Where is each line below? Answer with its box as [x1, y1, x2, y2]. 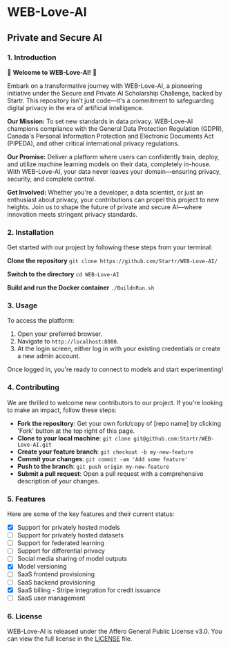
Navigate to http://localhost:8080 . [17, 337, 119, 346]
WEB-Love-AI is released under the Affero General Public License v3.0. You [7, 627, 222, 635]
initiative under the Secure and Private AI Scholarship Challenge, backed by [7, 89, 222, 97]
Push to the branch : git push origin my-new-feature [17, 462, 169, 470]
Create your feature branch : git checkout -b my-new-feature [17, 447, 193, 456]
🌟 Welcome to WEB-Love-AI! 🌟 [7, 68, 97, 76]
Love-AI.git [17, 441, 52, 448]
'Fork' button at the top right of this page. [17, 427, 135, 435]
